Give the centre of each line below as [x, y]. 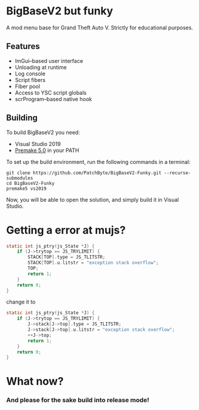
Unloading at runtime [41, 67]
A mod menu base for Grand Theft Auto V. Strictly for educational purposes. [99, 28]
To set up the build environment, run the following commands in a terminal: [98, 162]
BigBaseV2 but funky [60, 11]
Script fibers [30, 80]
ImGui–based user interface [49, 60]
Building [22, 118]
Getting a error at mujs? [66, 230]
